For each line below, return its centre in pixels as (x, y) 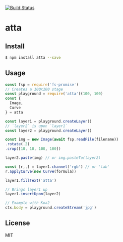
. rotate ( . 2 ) (17, 144)
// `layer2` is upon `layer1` (36, 126)
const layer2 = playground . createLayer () (49, 130)
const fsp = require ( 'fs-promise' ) (42, 85)
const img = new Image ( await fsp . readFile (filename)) (62, 139)
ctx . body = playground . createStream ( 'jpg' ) (51, 208)
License (18, 223)
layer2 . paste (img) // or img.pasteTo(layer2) (53, 158)
